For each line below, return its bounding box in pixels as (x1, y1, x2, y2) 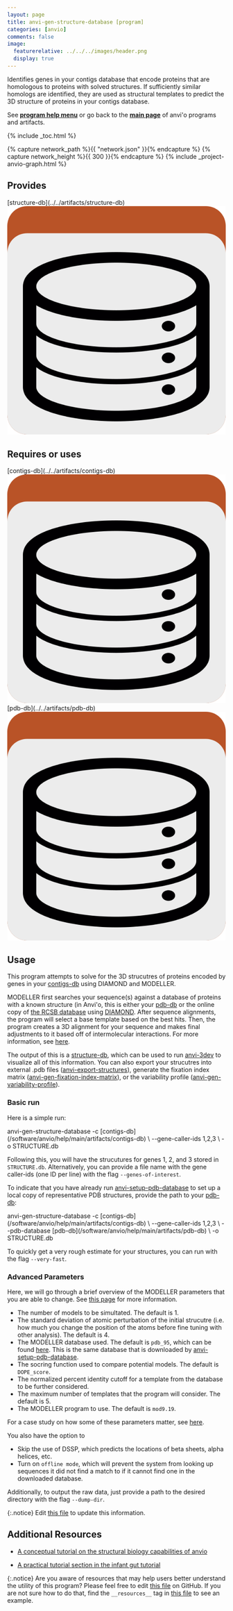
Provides (7, 180, 46, 192)
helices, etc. (17, 1452, 53, 1460)
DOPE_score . (17, 1367, 51, 1376)
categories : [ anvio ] (7, 26, 67, 33)
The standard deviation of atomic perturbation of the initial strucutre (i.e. (17, 1316, 224, 1324)
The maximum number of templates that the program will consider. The (17, 1389, 221, 1398)
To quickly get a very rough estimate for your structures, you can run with (7, 1247, 218, 1255)
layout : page (7, 11, 45, 18)
